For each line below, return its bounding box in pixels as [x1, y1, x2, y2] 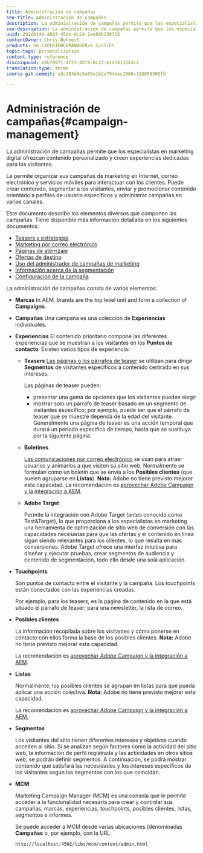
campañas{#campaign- [6, 115, 128, 129]
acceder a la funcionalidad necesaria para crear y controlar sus [14, 799, 173, 806]
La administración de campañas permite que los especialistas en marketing [6, 148, 194, 155]
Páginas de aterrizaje [14, 247, 68, 255]
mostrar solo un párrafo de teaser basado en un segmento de [33, 400, 187, 407]
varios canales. [6, 198, 44, 206]
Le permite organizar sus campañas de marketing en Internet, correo [6, 172, 178, 180]
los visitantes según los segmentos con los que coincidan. [14, 769, 161, 776]
